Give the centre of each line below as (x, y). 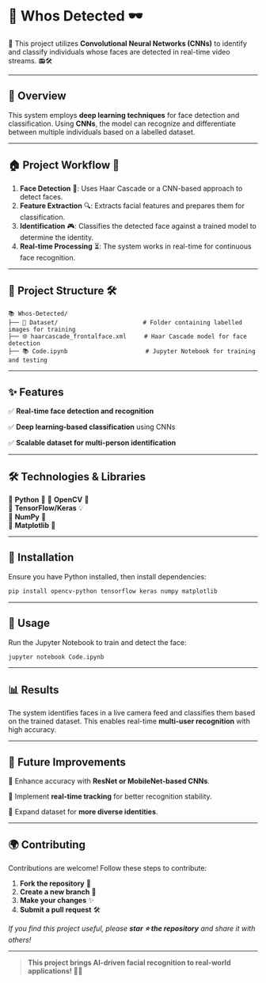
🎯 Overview (37, 96)
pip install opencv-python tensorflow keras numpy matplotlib (113, 591)
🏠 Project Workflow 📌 (64, 165)
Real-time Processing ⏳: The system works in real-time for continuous (135, 246)
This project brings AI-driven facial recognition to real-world (129, 962)
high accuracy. (32, 730)
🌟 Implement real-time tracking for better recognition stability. (110, 796)
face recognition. (47, 257)
